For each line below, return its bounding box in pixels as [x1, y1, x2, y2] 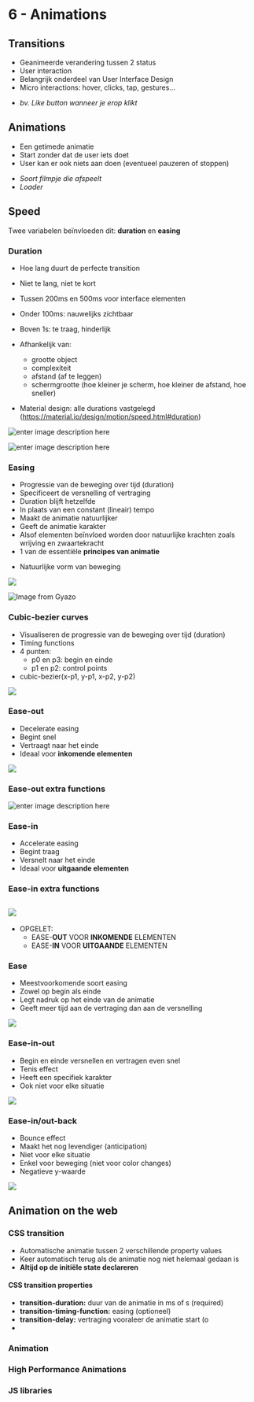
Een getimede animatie [19, 142, 94, 151]
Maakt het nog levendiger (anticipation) [19, 1141, 148, 1151]
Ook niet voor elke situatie [19, 1081, 105, 1090]
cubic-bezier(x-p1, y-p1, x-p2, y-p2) [19, 671, 136, 681]
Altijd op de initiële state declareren [19, 1262, 139, 1272]
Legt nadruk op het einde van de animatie [19, 995, 155, 1004]
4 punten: [19, 646, 51, 656]
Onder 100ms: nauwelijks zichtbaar [19, 309, 134, 318]
